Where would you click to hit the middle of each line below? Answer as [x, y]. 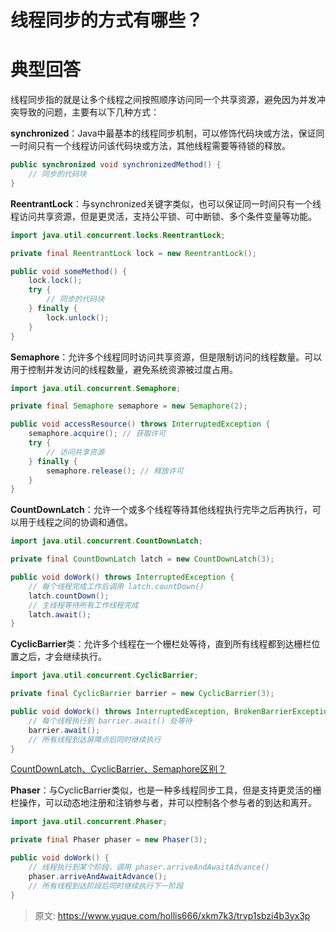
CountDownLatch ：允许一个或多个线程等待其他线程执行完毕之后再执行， [161, 510]
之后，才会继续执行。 [62, 657]
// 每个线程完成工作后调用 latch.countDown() [116, 586]
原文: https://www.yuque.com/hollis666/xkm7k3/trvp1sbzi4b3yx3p [172, 915]
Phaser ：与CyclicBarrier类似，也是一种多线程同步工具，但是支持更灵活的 [161, 790]
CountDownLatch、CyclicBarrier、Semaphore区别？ [118, 769]
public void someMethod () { [69, 271]
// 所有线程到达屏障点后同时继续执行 [95, 739]
